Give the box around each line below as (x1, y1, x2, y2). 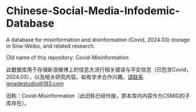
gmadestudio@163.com (6, 80, 64, 87)
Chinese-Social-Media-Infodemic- (6, 4, 181, 18)
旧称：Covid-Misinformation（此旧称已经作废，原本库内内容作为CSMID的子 (6, 92, 191, 99)
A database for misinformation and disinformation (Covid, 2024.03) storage (6, 36, 190, 43)
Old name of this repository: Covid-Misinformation (6, 54, 129, 61)
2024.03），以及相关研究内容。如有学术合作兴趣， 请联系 (6, 73, 144, 80)
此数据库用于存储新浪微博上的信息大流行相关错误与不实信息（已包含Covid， (6, 66, 192, 73)
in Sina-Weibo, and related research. (6, 42, 95, 50)
